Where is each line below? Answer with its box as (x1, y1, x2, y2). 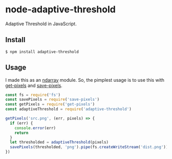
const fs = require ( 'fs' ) (5, 92, 60, 97)
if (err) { (10, 120, 33, 126)
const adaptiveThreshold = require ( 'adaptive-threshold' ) (5, 107, 132, 112)
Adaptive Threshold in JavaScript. (5, 21, 77, 27)
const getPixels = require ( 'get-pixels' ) (5, 102, 95, 107)
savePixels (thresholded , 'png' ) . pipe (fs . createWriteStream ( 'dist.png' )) (10, 145, 168, 150)
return (14, 130, 29, 135)
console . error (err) (14, 125, 56, 131)
